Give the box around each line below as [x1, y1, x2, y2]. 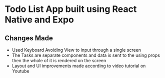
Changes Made [4, 34, 53, 42]
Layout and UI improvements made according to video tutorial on [11, 63, 146, 69]
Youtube [11, 68, 29, 74]
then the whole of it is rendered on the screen [11, 58, 106, 63]
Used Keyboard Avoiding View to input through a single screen [11, 47, 141, 53]
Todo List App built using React [4, 3, 137, 15]
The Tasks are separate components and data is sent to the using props [11, 52, 160, 58]
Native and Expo [4, 14, 74, 25]
